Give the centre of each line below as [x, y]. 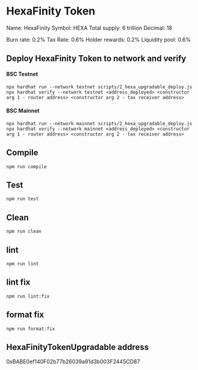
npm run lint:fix [28, 296]
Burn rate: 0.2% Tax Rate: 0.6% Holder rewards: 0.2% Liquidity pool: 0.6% [99, 39]
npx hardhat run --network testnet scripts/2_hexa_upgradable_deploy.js [99, 87]
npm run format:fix [31, 329]
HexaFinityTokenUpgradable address [78, 347]
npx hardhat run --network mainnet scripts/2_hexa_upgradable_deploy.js [99, 123]
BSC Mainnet [23, 111]
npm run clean [24, 232]
